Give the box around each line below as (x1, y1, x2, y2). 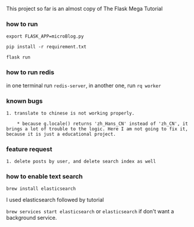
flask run (6, 54, 31, 60)
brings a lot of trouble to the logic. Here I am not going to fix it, (6, 125, 188, 132)
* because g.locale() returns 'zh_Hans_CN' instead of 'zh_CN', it (17, 121, 188, 127)
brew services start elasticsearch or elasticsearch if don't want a (6, 208, 174, 215)
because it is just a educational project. (6, 131, 116, 137)
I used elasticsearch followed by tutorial (6, 197, 104, 204)
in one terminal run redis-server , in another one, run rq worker (6, 82, 161, 89)
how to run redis (6, 68, 55, 76)
